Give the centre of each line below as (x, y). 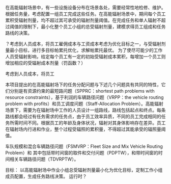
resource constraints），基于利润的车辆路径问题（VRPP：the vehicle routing (84, 97)
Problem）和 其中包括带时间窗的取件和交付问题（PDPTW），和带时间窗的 (82, 153)
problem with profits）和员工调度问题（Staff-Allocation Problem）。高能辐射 (84, 104)
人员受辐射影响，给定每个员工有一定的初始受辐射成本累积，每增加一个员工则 (85, 57)
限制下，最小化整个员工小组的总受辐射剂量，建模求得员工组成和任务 (94, 27)
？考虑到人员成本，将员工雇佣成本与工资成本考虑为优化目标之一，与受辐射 (83, 44)
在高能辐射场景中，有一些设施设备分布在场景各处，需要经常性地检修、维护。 (85, 7)
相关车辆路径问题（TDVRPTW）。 (44, 159)
